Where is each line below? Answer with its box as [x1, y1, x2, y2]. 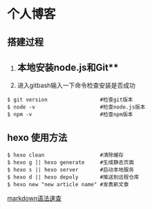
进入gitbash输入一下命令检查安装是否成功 [17, 81, 136, 90]
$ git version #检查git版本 [7, 96, 133, 104]
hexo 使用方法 [7, 131, 68, 143]
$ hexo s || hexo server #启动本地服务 [7, 167, 135, 174]
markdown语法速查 [7, 194, 62, 203]
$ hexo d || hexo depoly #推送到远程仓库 [7, 174, 140, 181]
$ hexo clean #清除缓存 [7, 152, 124, 159]
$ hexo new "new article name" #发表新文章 [7, 181, 129, 188]
